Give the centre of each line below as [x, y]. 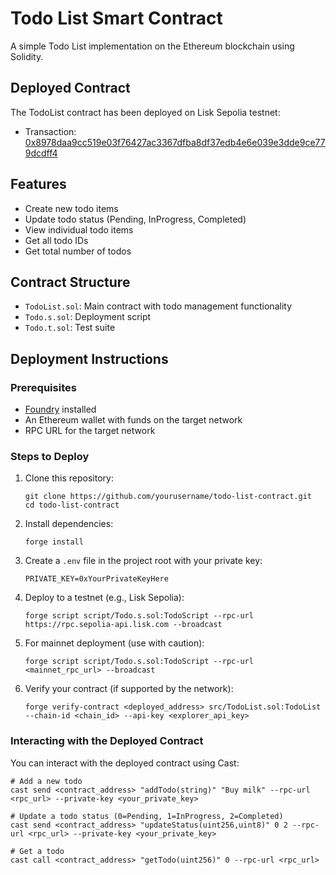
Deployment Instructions [89, 358]
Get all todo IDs [56, 240]
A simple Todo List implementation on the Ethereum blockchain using [152, 46]
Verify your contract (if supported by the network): [129, 689]
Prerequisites [43, 387]
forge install [54, 542]
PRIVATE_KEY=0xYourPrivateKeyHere [96, 579]
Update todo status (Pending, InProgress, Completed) [135, 219]
